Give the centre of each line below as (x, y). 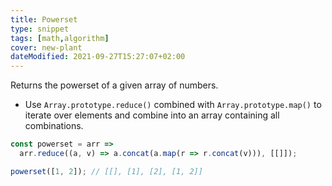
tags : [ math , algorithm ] (60, 38)
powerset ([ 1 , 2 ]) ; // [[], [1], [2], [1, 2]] (106, 171)
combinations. (54, 126)
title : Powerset (44, 19)
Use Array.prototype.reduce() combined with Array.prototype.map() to (173, 105)
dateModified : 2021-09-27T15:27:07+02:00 (98, 57)
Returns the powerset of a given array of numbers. (114, 85)
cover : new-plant (46, 47)
